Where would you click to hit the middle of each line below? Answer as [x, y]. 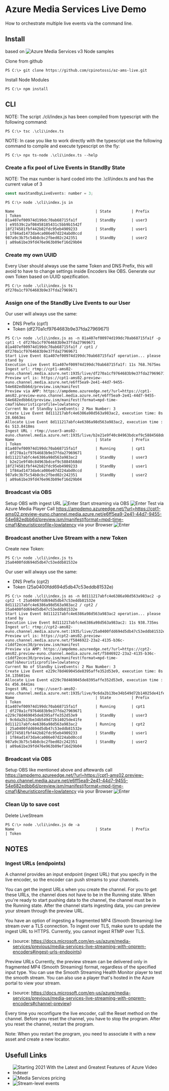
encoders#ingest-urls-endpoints [46, 952]
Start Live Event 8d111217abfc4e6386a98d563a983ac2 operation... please [83, 614]
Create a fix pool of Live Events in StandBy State [65, 168]
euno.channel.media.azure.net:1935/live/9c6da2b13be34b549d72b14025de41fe [85, 693]
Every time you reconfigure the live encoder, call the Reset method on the [81, 1013]
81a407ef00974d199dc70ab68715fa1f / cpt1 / [52, 347]
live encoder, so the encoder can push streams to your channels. [72, 880]
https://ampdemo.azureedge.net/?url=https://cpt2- [98, 649]
